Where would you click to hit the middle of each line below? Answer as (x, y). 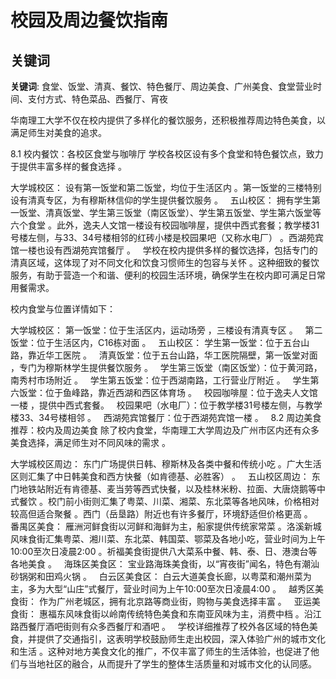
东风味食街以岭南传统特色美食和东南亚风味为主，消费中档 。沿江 (189, 614)
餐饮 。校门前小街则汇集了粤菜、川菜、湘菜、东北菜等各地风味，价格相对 (169, 501)
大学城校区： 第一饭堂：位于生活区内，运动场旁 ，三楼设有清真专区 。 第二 (166, 330)
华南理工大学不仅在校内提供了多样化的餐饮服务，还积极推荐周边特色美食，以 (168, 120)
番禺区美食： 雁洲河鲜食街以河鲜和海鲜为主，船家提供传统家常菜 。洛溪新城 (166, 526)
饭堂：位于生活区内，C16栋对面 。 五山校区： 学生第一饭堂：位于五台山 (160, 342)
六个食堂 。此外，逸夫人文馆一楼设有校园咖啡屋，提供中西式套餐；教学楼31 (165, 225)
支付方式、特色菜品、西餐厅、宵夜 (97, 99)
